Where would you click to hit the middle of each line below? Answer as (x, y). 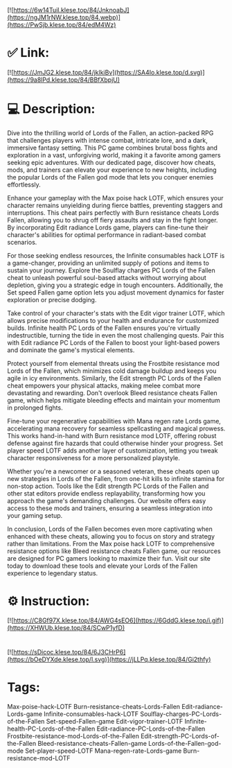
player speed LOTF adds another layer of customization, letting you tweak (113, 451)
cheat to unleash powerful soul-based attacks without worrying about (107, 277)
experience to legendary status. (53, 573)
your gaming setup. (35, 515)
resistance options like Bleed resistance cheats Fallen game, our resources (114, 551)
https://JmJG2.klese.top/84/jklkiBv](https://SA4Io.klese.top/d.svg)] (109, 72)
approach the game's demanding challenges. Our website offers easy (107, 500)
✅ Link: (28, 53)
